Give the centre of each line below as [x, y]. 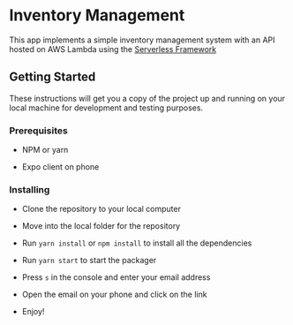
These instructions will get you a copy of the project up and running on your [147, 98]
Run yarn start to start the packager [89, 261]
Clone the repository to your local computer [101, 209]
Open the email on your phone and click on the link [114, 295]
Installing [30, 189]
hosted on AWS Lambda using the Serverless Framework [113, 49]
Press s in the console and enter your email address [116, 277]
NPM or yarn [45, 150]
